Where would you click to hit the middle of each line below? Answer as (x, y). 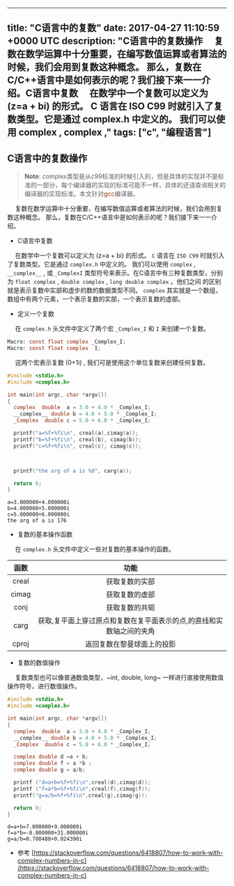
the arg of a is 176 (37, 521)
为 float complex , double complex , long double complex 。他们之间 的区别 (114, 282)
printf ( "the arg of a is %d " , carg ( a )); (73, 470)
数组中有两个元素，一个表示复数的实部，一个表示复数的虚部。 (96, 299)
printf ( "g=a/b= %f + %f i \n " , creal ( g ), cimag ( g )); (81, 795)
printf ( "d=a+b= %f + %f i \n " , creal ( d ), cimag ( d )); (82, 783)
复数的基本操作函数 (45, 535)
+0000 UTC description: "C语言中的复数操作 (105, 41)
